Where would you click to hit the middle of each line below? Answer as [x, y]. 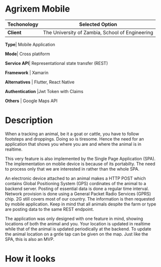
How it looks [30, 259]
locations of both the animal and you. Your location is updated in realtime [78, 223]
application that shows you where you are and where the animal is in [73, 144]
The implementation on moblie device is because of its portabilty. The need [80, 164]
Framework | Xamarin [27, 72]
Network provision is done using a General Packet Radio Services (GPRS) [78, 194]
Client [15, 32]
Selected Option [98, 24]
